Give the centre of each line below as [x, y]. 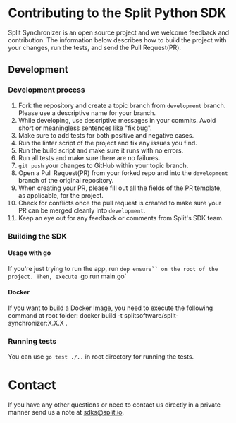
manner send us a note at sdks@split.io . [66, 412]
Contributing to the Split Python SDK [117, 13]
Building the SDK [38, 236]
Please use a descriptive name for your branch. [87, 113]
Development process [46, 90]
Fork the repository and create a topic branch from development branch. [122, 105]
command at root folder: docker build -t [65, 315]
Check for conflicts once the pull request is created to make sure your [120, 203]
